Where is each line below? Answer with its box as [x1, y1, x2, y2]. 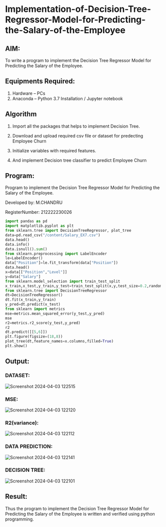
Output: [5, 357, 30, 366]
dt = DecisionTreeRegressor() [5, 293, 63, 298]
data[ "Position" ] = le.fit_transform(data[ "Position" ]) [5, 261, 119, 265]
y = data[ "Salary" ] [5, 274, 41, 279]
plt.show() [5, 343, 28, 348]
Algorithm [5, 110, 37, 119]
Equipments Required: [5, 77, 75, 85]
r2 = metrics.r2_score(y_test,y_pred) [5, 320, 81, 326]
